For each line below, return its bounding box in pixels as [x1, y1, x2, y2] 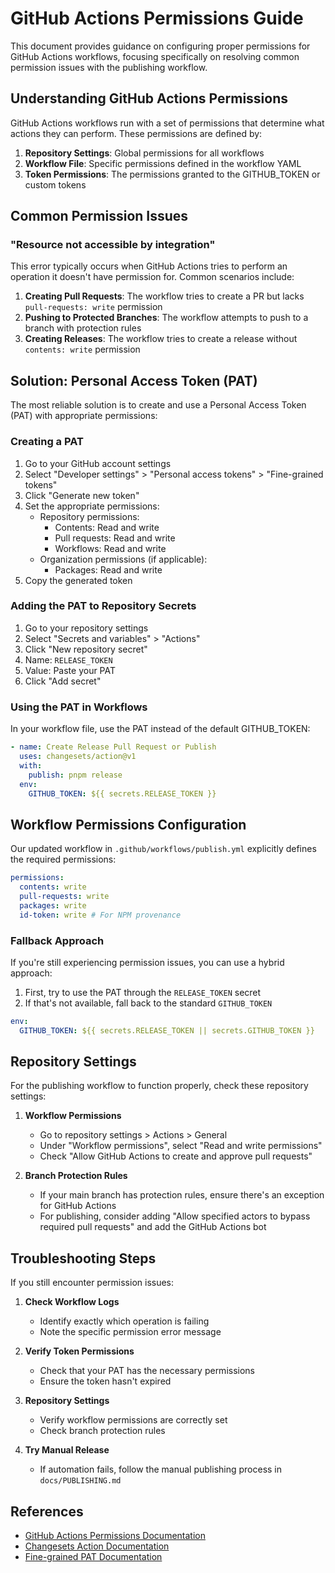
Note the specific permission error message [39, 1326, 222, 1338]
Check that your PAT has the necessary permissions [39, 1365, 256, 1377]
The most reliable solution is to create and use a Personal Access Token [10, 399, 307, 411]
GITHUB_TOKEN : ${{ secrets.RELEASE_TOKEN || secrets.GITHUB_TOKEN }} [19, 1025, 315, 1036]
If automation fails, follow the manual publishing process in [39, 1463, 283, 1476]
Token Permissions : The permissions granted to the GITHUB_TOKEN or [24, 168, 321, 180]
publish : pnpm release [28, 770, 123, 780]
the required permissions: [10, 853, 117, 866]
